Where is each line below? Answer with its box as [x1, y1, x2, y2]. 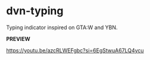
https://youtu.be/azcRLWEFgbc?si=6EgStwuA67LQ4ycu [6, 46, 144, 54]
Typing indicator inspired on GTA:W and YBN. [6, 24, 118, 31]
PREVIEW [6, 35, 31, 42]
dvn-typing [6, 4, 64, 18]
